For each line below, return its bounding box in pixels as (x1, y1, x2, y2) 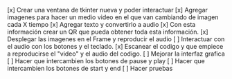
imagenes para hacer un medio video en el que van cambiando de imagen (7, 13, 219, 21)
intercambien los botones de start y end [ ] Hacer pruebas (7, 65, 173, 72)
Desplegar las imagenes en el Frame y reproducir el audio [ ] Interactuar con (7, 35, 225, 43)
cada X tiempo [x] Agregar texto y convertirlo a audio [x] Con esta (7, 21, 196, 28)
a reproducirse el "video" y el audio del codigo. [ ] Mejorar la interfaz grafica (7, 49, 225, 58)
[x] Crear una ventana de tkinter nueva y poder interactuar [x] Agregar (7, 6, 208, 14)
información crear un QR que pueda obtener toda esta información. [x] (7, 27, 209, 36)
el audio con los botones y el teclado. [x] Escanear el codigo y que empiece (7, 43, 224, 50)
